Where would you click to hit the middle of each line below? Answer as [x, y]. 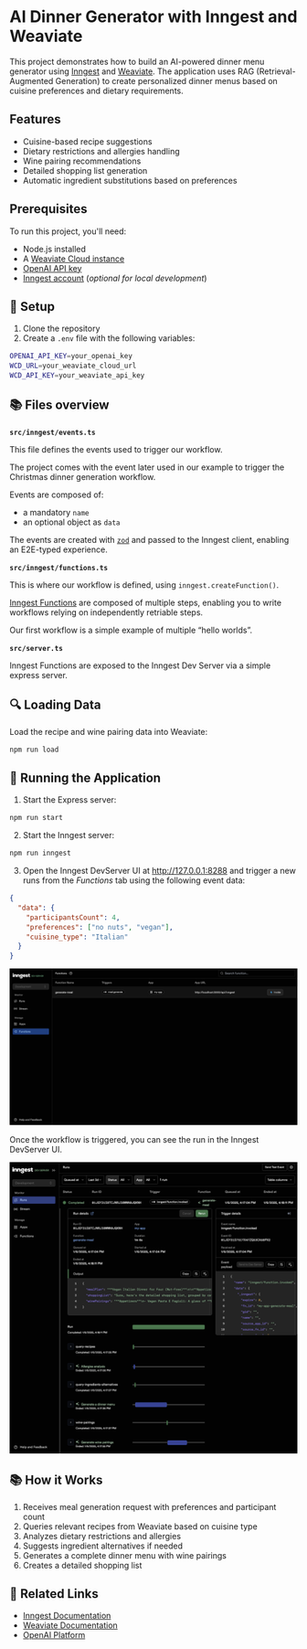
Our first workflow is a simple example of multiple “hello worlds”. [131, 630]
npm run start [37, 818]
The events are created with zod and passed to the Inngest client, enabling [149, 539]
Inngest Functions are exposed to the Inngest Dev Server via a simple [140, 665]
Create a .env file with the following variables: [109, 338]
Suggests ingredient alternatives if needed [103, 1546]
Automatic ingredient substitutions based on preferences [130, 180]
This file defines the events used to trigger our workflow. [116, 449]
